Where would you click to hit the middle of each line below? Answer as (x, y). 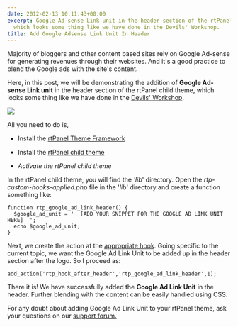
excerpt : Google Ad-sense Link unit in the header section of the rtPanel (120, 21)
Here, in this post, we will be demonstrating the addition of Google (104, 83)
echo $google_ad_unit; (47, 227)
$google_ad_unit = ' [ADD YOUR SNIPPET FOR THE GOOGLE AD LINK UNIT (118, 214)
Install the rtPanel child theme (61, 153)
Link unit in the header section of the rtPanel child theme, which (121, 90)
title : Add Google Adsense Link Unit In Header (79, 34)
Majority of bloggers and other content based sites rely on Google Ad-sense (119, 54)
